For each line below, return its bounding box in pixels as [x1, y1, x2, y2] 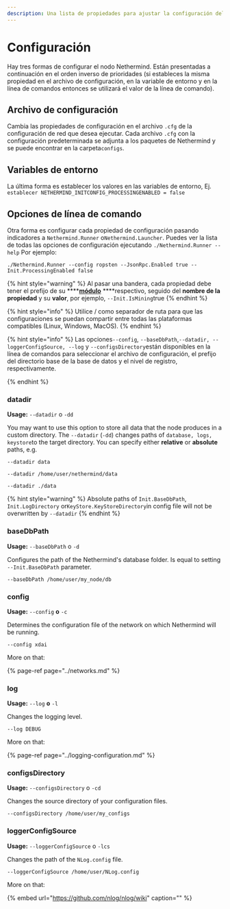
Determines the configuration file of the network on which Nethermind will [7, 620, 217, 628]
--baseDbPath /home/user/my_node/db [7, 576, 112, 583]
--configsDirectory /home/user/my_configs [7, 810, 130, 817]
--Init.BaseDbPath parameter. [7, 563, 92, 571]
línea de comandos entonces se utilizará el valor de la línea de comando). [7, 84, 214, 93]
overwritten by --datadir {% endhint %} [7, 509, 121, 518]
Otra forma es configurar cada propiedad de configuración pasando [7, 226, 199, 234]
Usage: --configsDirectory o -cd [7, 783, 101, 792]
